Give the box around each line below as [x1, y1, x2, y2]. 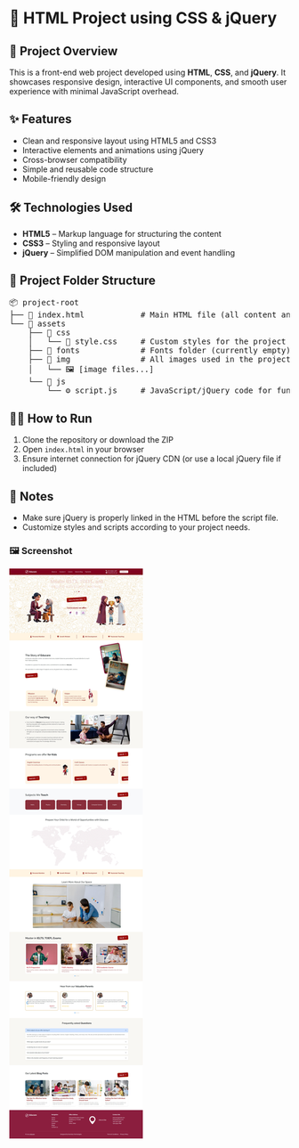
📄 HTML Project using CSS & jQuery [9, 8, 278, 28]
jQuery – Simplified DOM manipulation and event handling [21, 247, 236, 257]
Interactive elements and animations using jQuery [21, 144, 205, 155]
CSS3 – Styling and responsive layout [21, 238, 160, 248]
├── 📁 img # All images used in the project [28, 354, 291, 364]
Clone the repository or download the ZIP [21, 435, 174, 445]
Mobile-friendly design [21, 173, 107, 183]
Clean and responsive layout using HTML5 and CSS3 [21, 135, 217, 146]
